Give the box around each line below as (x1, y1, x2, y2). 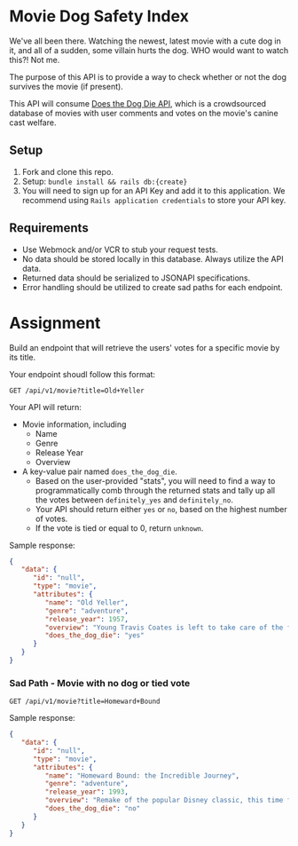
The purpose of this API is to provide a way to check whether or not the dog (9, 71, 286, 82)
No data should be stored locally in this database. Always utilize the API (21, 253, 284, 264)
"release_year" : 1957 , (44, 614, 129, 623)
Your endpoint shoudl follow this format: (9, 368, 156, 379)
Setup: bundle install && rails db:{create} (21, 176, 188, 186)
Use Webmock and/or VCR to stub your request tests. (21, 244, 219, 255)
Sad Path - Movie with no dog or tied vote (9, 676, 191, 689)
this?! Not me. (9, 54, 60, 65)
